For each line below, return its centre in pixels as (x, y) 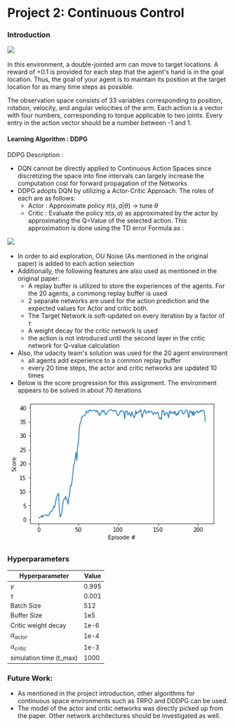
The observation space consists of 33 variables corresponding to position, (115, 100)
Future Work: (30, 678)
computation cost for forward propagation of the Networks (102, 183)
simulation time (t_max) (44, 658)
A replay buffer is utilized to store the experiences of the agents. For (126, 286)
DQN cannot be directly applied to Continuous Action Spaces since (114, 168)
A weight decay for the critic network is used (93, 331)
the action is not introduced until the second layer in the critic (116, 338)
